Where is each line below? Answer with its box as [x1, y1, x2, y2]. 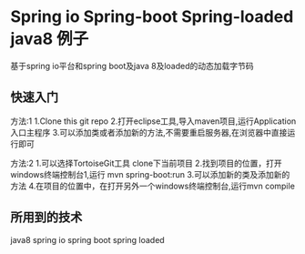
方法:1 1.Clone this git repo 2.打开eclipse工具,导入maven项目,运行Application [10, 116, 297, 127]
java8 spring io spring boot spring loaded [10, 234, 165, 245]
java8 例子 [10, 29, 89, 49]
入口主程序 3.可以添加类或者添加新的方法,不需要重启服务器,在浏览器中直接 [10, 127, 288, 137]
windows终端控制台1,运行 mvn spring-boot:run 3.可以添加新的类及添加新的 [10, 168, 290, 179]
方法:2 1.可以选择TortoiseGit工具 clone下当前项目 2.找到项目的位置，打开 [10, 157, 282, 168]
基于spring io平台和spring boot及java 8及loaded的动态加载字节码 [10, 60, 254, 71]
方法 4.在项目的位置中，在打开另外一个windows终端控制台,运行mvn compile [10, 180, 295, 191]
